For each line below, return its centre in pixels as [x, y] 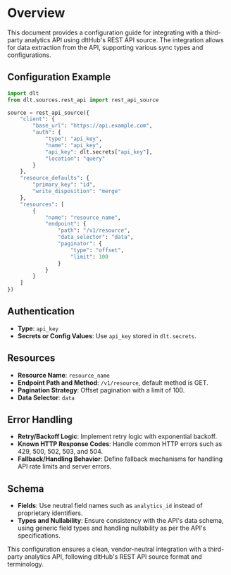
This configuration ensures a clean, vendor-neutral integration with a [107, 549]
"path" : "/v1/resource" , [94, 230]
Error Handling [40, 420]
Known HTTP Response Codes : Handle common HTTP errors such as [120, 444]
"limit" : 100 [89, 256]
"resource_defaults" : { [55, 178]
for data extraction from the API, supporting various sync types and [105, 47]
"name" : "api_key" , [73, 145]
